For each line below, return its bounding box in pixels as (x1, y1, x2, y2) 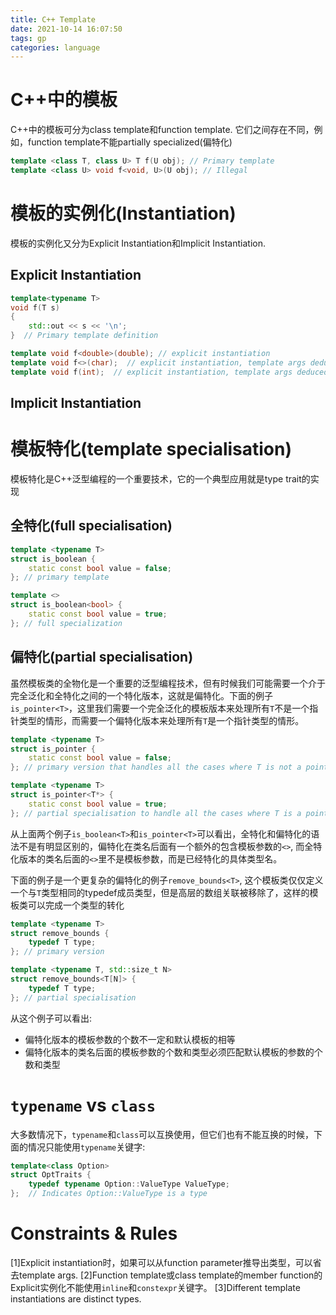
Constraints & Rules (10, 1222, 178, 1245)
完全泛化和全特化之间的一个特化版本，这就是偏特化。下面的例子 (10, 689, 273, 701)
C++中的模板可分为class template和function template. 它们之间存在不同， (10, 124, 315, 136)
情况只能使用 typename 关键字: (27, 1141, 146, 1153)
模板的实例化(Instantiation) (10, 202, 237, 225)
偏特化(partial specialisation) (10, 649, 194, 666)
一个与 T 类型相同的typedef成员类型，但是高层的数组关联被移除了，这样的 (10, 886, 310, 898)
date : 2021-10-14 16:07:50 (10, 24, 123, 34)
